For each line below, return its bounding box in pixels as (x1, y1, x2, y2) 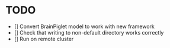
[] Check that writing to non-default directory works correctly (14, 29, 164, 36)
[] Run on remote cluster (14, 35, 74, 42)
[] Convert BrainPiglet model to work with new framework (14, 23, 155, 30)
